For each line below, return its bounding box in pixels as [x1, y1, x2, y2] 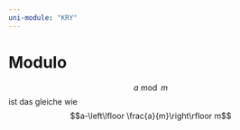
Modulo [8, 51, 68, 72]
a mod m [133, 82, 169, 93]
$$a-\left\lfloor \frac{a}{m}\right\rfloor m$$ [69, 110, 232, 121]
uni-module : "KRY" [8, 13, 78, 23]
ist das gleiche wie [8, 96, 78, 107]
